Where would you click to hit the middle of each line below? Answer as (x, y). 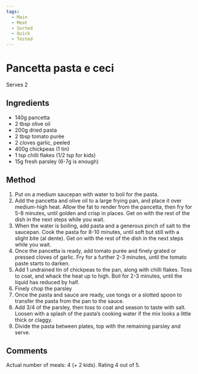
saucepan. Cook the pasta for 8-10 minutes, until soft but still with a (97, 232)
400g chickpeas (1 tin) (42, 149)
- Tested (22, 39)
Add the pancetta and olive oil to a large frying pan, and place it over (98, 200)
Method (21, 180)
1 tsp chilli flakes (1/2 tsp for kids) (55, 155)
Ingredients (28, 103)
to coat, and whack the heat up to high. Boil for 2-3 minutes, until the (98, 276)
